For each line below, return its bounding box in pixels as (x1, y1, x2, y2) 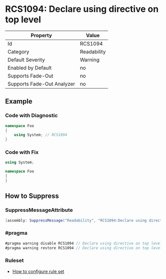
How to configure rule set (12, 268, 64, 274)
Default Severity (7, 56, 45, 63)
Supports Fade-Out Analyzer (7, 80, 76, 87)
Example (5, 97, 33, 106)
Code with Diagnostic (5, 112, 58, 119)
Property (30, 32, 52, 39)
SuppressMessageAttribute (5, 207, 73, 214)
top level (5, 14, 41, 25)
